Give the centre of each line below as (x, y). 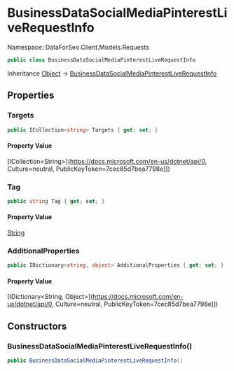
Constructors (37, 326)
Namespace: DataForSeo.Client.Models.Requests (78, 47)
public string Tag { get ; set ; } (56, 201)
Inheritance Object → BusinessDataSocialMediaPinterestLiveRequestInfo (112, 73)
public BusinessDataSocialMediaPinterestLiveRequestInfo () (95, 361)
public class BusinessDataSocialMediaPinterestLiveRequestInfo (102, 60)
